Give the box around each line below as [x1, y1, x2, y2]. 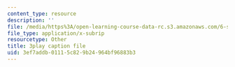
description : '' [7, 17, 55, 24]
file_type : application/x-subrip [7, 29, 105, 37]
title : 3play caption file [7, 43, 86, 50]
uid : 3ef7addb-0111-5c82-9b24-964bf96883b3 [7, 50, 136, 57]
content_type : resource [7, 10, 77, 17]
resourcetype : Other [7, 36, 68, 43]
